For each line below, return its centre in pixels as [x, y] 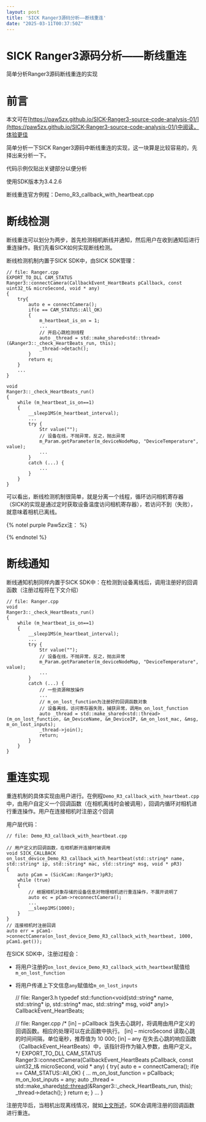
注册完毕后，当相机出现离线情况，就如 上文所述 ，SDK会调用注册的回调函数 [101, 1105]
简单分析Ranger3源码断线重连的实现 [52, 74]
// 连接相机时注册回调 [31, 926]
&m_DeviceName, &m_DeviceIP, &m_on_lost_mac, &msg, [132, 719]
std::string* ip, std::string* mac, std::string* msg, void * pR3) [94, 864]
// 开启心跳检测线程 [62, 333]
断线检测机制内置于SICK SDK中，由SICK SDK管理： [71, 261]
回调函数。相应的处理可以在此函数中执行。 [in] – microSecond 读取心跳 [105, 1031]
